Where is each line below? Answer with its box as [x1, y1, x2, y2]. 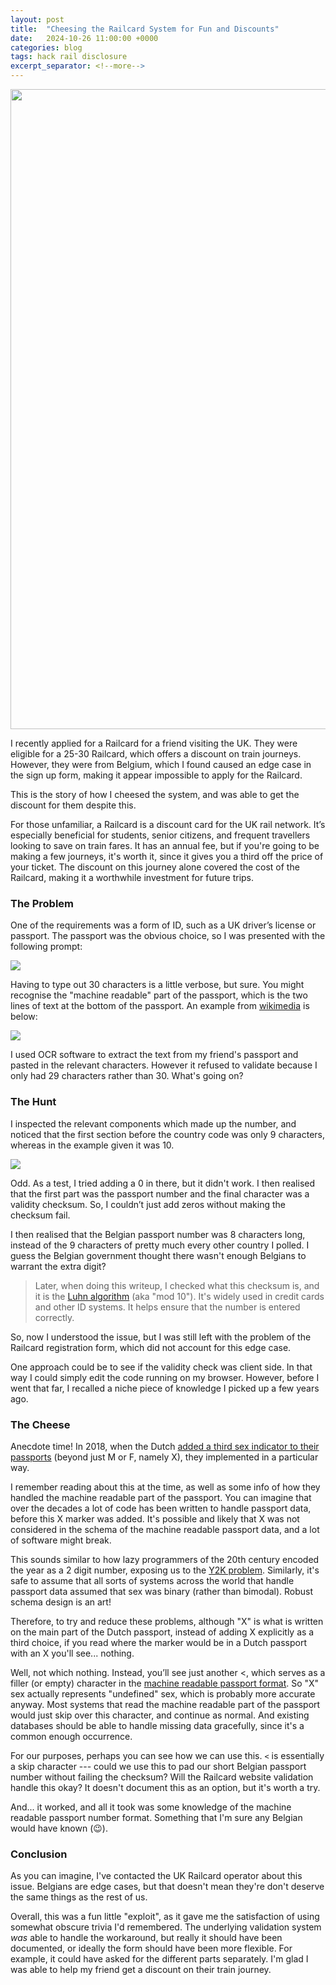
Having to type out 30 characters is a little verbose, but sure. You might [10, 979, 305, 991]
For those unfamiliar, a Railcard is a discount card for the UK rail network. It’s [10, 819, 326, 830]
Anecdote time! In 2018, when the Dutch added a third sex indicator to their [10, 1440, 320, 1452]
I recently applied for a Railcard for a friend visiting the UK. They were [10, 737, 298, 749]
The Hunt [10, 1095, 57, 1109]
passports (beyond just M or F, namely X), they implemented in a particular [10, 1451, 319, 1463]
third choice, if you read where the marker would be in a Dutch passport [10, 1636, 308, 1648]
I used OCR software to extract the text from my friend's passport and [10, 1049, 299, 1061]
